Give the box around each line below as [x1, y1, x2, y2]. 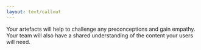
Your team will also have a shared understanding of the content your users [6, 31, 194, 39]
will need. [6, 38, 30, 45]
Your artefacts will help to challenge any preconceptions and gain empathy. [6, 25, 196, 33]
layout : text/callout [6, 8, 62, 15]
